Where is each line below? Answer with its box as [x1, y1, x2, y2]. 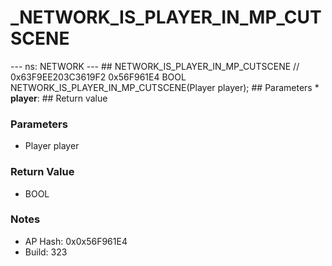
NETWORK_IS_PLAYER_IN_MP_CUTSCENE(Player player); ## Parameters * [10, 81, 320, 93]
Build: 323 [24, 246, 68, 258]
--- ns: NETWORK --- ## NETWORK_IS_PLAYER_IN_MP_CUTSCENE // [10, 60, 300, 72]
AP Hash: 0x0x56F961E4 [24, 235, 128, 247]
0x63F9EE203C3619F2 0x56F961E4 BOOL [10, 71, 187, 83]
